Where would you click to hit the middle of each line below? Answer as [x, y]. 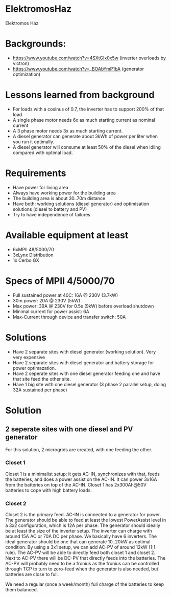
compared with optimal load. [43, 152]
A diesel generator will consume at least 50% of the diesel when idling [87, 147]
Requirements [36, 173]
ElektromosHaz [39, 9]
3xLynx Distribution [33, 255]
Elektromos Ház [22, 23]
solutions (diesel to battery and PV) [50, 209]
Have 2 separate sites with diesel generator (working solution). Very [84, 351]
